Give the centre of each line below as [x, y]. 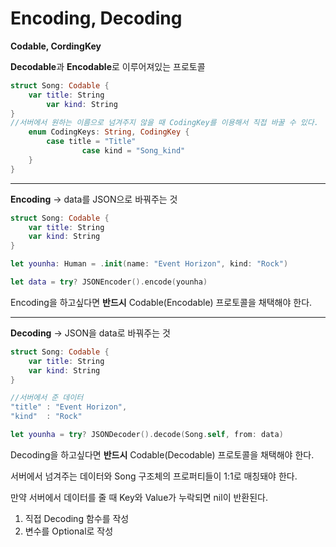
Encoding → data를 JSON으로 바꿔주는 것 [94, 199]
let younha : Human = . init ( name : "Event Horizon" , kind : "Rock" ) [149, 264]
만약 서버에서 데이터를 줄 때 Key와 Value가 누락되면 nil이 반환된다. [139, 497]
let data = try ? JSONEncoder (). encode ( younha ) [109, 282]
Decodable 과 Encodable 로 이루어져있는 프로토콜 [108, 66]
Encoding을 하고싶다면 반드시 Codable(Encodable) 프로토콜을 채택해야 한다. [161, 302]
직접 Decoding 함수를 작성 [77, 518]
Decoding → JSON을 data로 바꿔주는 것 [90, 333]
